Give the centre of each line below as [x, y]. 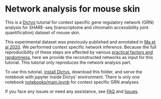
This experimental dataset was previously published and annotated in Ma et [80, 42]
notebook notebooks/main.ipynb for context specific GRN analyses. [73, 82]
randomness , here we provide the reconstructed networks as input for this [79, 57]
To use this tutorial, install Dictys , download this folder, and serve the [74, 71]
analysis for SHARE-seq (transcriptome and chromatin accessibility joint [77, 27]
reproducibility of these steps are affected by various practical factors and [79, 52]
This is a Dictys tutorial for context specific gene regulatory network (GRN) [80, 22]
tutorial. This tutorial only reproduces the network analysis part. [68, 62]
